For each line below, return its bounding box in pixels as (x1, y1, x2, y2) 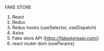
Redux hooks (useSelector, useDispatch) (12, 24, 96, 30)
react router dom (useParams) (12, 40, 75, 46)
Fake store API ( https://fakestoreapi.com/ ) (12, 35, 99, 41)
